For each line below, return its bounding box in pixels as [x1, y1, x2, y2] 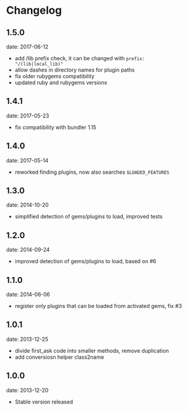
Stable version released [14, 398, 73, 405]
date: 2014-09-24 [6, 246, 50, 254]
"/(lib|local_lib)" [14, 61, 64, 67]
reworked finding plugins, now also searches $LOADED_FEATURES [14, 168, 170, 175]
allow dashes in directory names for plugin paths [14, 66, 135, 73]
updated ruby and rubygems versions [14, 79, 107, 86]
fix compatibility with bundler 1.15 [14, 124, 97, 131]
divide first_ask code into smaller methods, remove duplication [14, 347, 169, 354]
